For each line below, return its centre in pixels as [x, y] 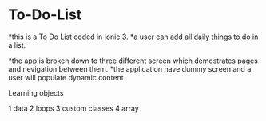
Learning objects [36, 92]
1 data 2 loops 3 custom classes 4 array [74, 108]
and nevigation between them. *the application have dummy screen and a [130, 68]
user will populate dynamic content [66, 77]
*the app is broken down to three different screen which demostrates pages [133, 60]
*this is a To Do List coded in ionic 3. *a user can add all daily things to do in [133, 37]
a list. [17, 45]
